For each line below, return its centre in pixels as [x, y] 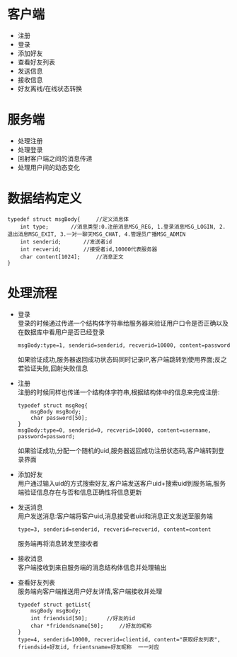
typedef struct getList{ [54, 605]
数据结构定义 [45, 199]
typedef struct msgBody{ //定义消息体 [68, 219]
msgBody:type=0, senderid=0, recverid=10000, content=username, [114, 430]
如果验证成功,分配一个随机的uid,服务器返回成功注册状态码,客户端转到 [118, 450]
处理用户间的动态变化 [48, 167]
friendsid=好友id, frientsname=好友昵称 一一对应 [88, 647]
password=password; [46, 436]
